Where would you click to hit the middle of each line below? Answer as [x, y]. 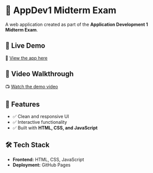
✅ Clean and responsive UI [41, 117]
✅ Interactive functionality [40, 122]
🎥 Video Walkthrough [40, 74]
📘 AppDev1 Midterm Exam [61, 10]
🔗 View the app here [27, 58]
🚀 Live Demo [25, 46]
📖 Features [23, 104]
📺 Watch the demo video [32, 86]
